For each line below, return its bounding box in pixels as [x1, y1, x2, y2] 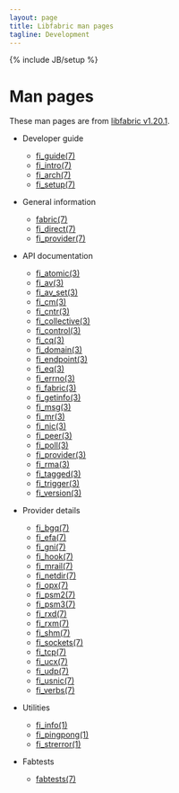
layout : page [9, 13, 58, 22]
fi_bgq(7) [35, 522, 70, 533]
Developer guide [21, 133, 84, 144]
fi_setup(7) [35, 179, 76, 190]
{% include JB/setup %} [9, 55, 98, 66]
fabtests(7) [35, 774, 76, 785]
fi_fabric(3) [35, 383, 77, 394]
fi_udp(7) [35, 666, 70, 677]
